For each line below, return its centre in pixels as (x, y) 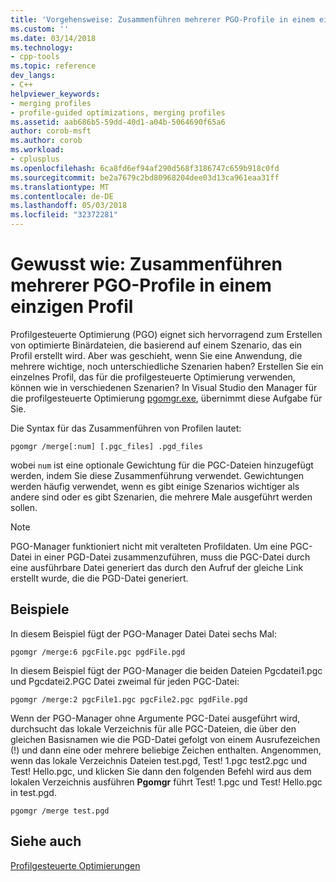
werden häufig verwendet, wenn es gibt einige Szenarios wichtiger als (155, 486)
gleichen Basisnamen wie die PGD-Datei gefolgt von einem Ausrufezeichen (165, 739)
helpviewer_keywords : (55, 94)
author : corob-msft (51, 131)
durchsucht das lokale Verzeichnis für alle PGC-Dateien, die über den (153, 728)
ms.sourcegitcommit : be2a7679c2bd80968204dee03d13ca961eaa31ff (145, 177)
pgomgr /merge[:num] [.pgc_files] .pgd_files (106, 446)
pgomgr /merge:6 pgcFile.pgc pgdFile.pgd (98, 652)
